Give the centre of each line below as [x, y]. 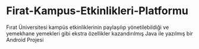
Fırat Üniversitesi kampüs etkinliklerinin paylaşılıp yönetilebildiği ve [88, 27]
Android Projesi [25, 40]
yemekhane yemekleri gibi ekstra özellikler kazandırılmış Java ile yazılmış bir [99, 33]
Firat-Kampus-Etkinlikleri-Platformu [97, 11]
